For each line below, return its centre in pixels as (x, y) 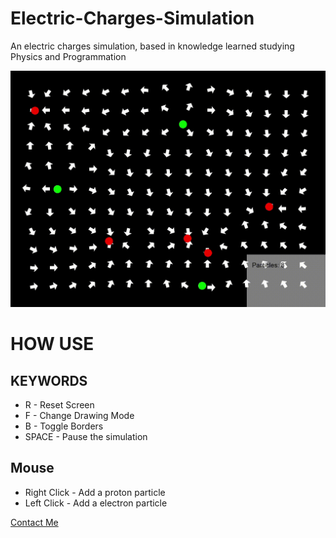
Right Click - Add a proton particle (95, 492)
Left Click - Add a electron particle (96, 503)
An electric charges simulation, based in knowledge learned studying (152, 46)
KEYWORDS (49, 380)
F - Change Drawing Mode (79, 415)
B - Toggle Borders (64, 426)
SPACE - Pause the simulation (86, 436)
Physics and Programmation (68, 56)
